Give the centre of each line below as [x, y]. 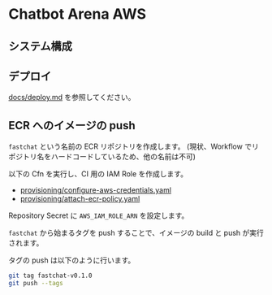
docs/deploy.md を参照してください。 [72, 98]
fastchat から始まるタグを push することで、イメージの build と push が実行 [136, 233]
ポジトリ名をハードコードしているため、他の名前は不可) [102, 157]
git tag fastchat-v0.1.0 [50, 276]
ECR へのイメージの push [72, 126]
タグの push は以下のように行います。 [72, 260]
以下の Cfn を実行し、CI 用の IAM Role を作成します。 [98, 174]
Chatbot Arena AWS [78, 14]
